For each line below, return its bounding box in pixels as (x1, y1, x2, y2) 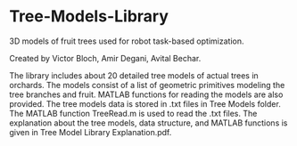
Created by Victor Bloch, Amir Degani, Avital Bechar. (9, 53, 202, 63)
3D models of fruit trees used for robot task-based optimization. (9, 36, 244, 46)
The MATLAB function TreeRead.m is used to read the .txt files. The (9, 108, 258, 118)
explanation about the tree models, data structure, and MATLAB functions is (9, 118, 288, 128)
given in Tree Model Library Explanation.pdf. (9, 126, 172, 137)
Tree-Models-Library (9, 6, 169, 27)
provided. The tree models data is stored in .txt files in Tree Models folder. (9, 98, 281, 109)
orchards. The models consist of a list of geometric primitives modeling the (9, 79, 285, 90)
